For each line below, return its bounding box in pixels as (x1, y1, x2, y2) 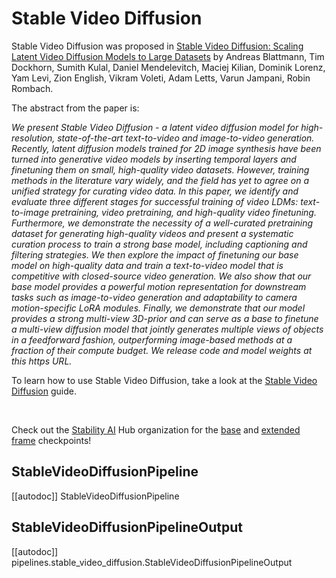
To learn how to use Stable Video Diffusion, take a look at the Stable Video (11, 374, 318, 386)
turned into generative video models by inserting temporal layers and (11, 153, 297, 165)
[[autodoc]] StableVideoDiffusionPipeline (11, 490, 180, 502)
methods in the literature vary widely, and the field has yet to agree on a (11, 174, 310, 186)
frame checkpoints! (11, 434, 92, 446)
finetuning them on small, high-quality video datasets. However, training (11, 163, 310, 176)
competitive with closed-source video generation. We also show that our (11, 270, 312, 282)
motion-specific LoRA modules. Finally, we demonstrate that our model (11, 302, 306, 314)
